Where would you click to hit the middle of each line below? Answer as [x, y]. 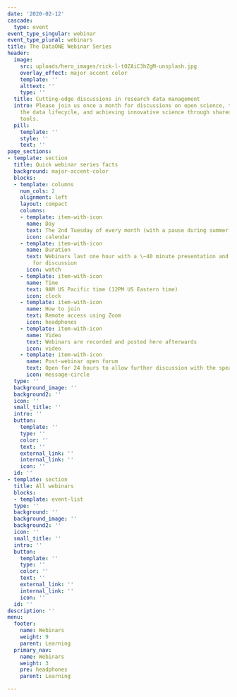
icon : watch [43, 269]
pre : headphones [44, 670]
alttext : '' [37, 86]
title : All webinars [44, 486]
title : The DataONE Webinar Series [60, 47]
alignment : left [44, 198]
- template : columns [44, 184]
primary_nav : [33, 650]
